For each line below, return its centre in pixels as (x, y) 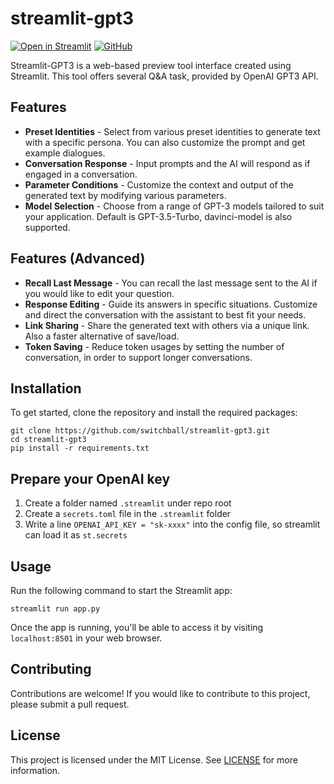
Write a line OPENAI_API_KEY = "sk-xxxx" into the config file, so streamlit (172, 524)
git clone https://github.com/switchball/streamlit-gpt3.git (140, 431)
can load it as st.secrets (76, 535)
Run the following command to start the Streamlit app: (121, 590)
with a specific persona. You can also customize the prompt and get (165, 142)
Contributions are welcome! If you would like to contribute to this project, (160, 693)
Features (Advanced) (78, 258)
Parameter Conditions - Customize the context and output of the (159, 184)
